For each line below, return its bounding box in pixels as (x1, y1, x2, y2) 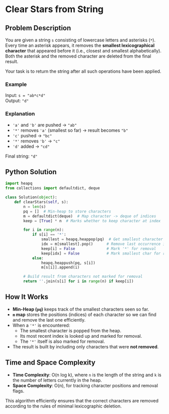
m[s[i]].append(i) (41, 265, 80, 270)
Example (5, 81, 27, 88)
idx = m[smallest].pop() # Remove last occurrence (41, 241, 161, 247)
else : (32, 255, 44, 261)
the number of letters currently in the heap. (12, 377, 102, 383)
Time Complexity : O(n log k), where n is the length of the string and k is (12, 372, 162, 378)
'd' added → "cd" (12, 143, 50, 149)
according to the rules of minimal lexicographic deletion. (5, 403, 122, 409)
